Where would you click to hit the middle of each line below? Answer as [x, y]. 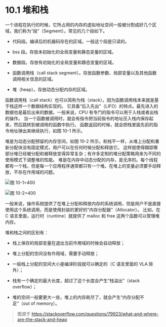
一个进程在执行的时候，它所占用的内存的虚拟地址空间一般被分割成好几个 [79, 25]
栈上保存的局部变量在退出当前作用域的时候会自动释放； [68, 243]
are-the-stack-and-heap [42, 319]
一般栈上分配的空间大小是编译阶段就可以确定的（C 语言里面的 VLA [80, 264]
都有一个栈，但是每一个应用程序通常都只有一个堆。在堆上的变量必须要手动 [81, 166]
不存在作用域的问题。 [35, 172]
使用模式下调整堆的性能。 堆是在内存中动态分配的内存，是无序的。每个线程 [82, 160]
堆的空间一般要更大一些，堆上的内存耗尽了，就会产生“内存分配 [76, 297]
